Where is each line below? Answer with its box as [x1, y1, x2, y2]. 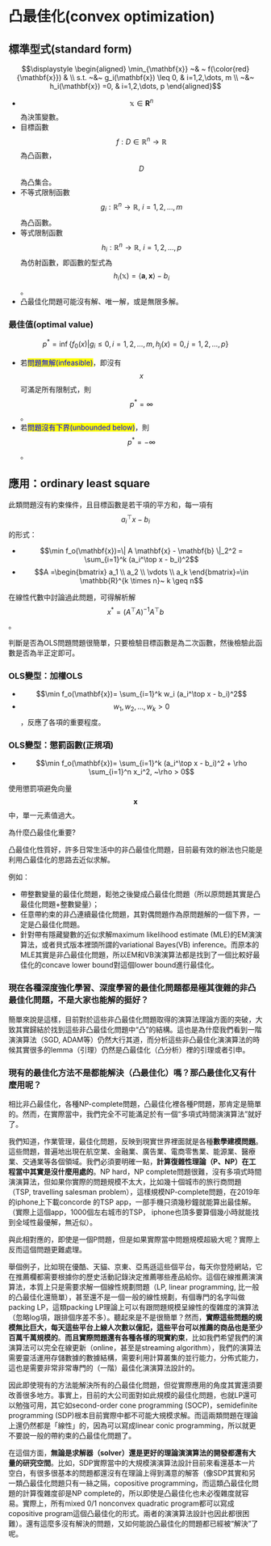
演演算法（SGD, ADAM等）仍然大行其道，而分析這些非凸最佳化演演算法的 [8, 1035, 253, 1044]
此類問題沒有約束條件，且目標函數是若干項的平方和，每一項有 [8, 499, 214, 510]
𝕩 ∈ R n [129, 97, 154, 108]
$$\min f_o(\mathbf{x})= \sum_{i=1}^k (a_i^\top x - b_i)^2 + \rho [35, 758, 248, 769]
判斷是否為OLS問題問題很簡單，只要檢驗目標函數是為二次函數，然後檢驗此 [8, 638, 256, 647]
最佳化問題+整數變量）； [19, 900, 100, 909]
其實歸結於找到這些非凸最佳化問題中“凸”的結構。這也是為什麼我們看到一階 [15, 1024, 262, 1034]
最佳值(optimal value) [8, 319, 94, 330]
